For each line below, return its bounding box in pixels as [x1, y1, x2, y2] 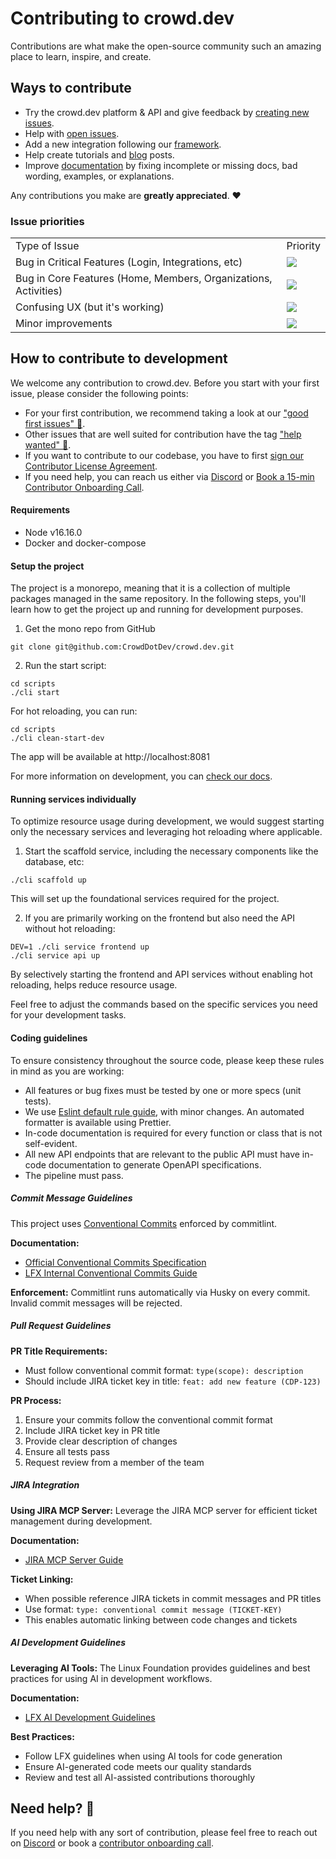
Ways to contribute [10, 80, 132, 97]
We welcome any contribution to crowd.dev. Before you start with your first [10, 377, 320, 389]
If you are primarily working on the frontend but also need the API [24, 912, 295, 924]
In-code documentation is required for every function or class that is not [24, 1127, 323, 1139]
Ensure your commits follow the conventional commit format [24, 1413, 273, 1426]
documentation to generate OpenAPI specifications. [48, 1158, 262, 1171]
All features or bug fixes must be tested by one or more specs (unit [24, 1084, 302, 1096]
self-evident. [24, 1137, 78, 1149]
